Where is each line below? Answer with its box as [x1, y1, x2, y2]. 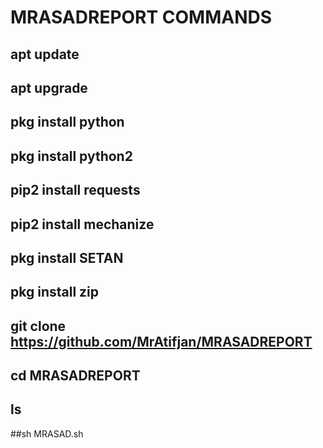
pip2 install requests [10, 182, 141, 199]
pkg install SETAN [10, 249, 124, 266]
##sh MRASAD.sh [10, 427, 84, 440]
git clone [10, 317, 67, 335]
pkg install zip [10, 284, 100, 301]
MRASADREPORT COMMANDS [10, 6, 273, 29]
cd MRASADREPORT [10, 367, 141, 385]
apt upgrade [10, 79, 88, 96]
